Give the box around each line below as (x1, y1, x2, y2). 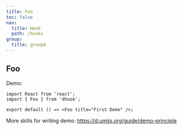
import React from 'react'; (6, 91, 76, 97)
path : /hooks (11, 31, 44, 37)
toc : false (6, 14, 33, 20)
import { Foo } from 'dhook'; (6, 96, 81, 102)
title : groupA (11, 42, 46, 48)
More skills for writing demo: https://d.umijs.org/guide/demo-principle (6, 117, 177, 124)
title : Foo (6, 8, 33, 15)
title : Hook (11, 25, 41, 31)
